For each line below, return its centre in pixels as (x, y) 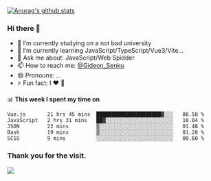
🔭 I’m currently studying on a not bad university (84, 43)
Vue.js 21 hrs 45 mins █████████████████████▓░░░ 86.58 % (106, 114)
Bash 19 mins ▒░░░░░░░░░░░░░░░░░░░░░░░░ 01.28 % (106, 133)
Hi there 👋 (24, 28)
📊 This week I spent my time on (54, 99)
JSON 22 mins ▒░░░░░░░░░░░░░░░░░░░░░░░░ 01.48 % (106, 127)
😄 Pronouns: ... (39, 75)
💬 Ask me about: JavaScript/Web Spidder (76, 58)
